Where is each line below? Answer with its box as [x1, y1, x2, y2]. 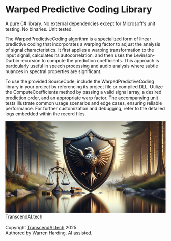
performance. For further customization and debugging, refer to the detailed [5, 105, 165, 111]
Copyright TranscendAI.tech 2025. [5, 224, 78, 230]
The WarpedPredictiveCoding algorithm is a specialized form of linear [5, 36, 152, 42]
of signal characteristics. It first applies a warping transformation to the [5, 46, 154, 53]
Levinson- [133, 52, 155, 58]
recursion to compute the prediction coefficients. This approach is [20, 57, 159, 63]
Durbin [5, 57, 20, 63]
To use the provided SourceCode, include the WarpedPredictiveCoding [5, 78, 154, 84]
